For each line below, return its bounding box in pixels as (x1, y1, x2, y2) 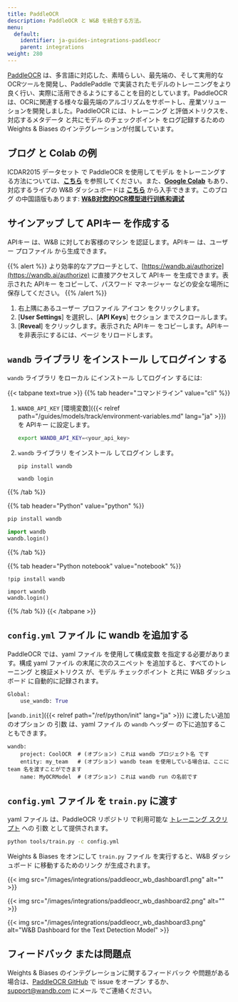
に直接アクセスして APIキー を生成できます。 (91, 271, 223, 279)
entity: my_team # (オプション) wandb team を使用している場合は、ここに (20, 758, 229, 766)
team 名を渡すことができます (7, 766, 82, 773)
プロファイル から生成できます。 (15, 246, 110, 255)
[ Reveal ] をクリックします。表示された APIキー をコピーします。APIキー (17, 321, 229, 330)
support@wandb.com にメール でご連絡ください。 (7, 986, 156, 995)
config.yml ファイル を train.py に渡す (7, 794, 178, 807)
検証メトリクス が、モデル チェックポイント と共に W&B (40, 667, 205, 676)
